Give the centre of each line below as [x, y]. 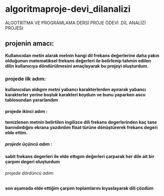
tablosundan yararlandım [32, 100]
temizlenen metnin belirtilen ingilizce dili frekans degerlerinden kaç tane [81, 122]
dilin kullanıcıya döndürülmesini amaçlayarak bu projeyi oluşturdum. [77, 66]
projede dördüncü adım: [30, 173]
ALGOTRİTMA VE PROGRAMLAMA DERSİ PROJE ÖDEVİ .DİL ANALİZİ [75, 23]
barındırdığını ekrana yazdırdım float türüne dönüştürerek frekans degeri [82, 127]
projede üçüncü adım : [29, 144]
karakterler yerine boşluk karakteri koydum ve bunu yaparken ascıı [75, 95]
